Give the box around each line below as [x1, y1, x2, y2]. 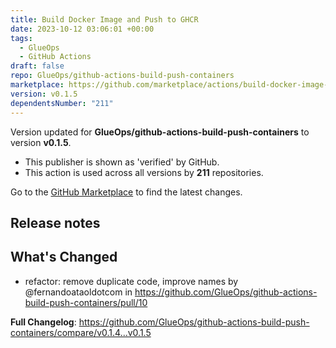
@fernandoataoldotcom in [24, 286, 133, 298]
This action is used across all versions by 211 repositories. [24, 166, 264, 178]
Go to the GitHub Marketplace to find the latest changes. [10, 186, 243, 198]
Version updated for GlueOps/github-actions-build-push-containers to [10, 126, 310, 138]
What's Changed [10, 249, 118, 266]
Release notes [10, 214, 101, 231]
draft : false [10, 61, 65, 71]
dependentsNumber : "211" [10, 98, 114, 108]
